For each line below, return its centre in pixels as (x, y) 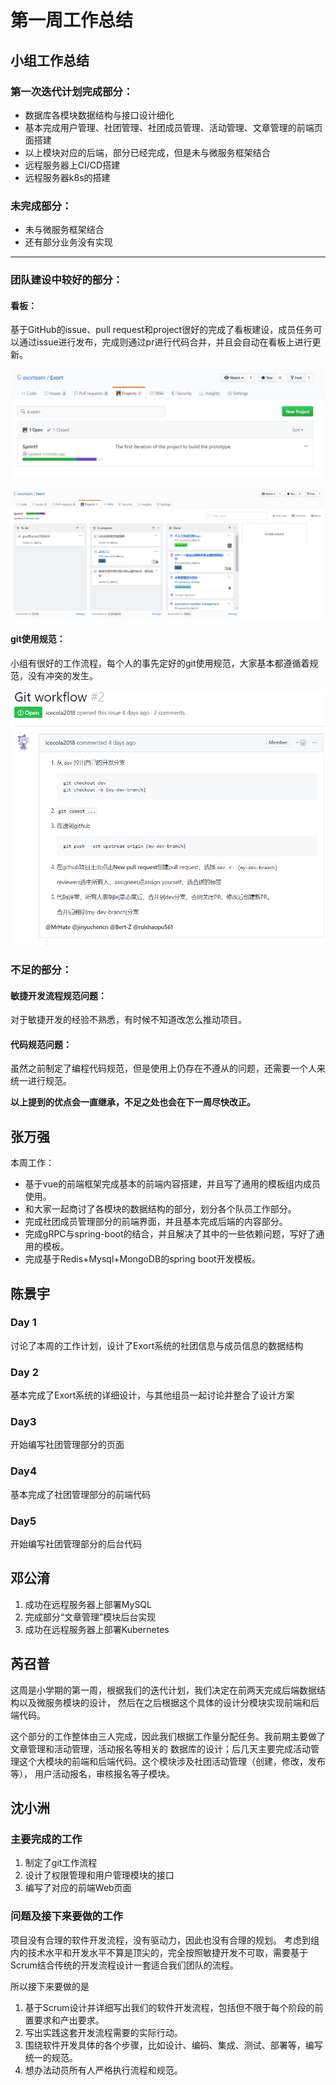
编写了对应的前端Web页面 (78, 1888)
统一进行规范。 (41, 1081)
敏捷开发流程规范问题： (58, 995)
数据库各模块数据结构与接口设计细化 (99, 115)
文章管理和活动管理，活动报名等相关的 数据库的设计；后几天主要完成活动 (160, 1748)
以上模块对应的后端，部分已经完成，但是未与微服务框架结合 (147, 152)
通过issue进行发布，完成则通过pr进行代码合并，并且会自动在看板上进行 (165, 342)
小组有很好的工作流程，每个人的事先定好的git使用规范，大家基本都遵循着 (160, 663)
